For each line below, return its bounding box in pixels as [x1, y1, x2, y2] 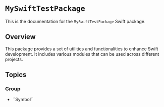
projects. [5, 56, 23, 62]
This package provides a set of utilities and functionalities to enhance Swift [5, 46, 159, 52]
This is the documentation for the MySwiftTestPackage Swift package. [5, 18, 146, 24]
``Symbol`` [12, 97, 34, 103]
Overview [5, 33, 36, 41]
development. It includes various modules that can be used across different [5, 51, 160, 57]
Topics [5, 71, 27, 79]
